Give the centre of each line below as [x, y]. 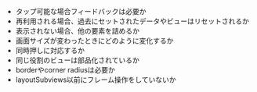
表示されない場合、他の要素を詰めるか [77, 31]
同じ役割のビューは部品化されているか [77, 60]
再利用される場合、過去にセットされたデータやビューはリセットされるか [132, 21]
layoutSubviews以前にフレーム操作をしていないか [96, 80]
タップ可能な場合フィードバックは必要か [81, 11]
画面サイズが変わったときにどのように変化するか [94, 41]
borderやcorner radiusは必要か [65, 70]
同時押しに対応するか [50, 50]
